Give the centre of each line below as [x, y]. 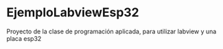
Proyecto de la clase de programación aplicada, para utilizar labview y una [111, 31]
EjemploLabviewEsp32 [73, 13]
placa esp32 [24, 38]
